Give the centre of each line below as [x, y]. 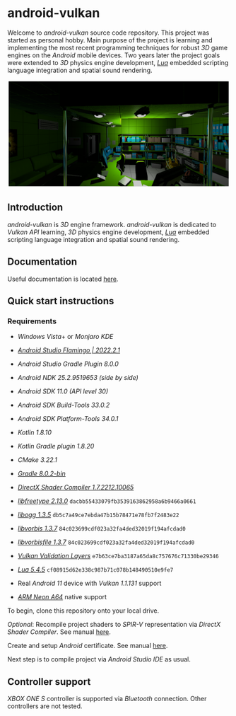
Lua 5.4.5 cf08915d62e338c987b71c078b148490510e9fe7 [95, 570]
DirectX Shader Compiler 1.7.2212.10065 [76, 487]
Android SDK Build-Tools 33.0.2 [64, 405]
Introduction [35, 208]
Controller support [49, 682]
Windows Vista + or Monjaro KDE [65, 337]
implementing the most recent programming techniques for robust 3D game [118, 47]
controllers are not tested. [45, 706]
